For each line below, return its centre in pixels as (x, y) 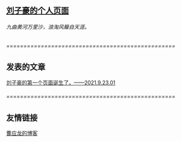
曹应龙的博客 (22, 133)
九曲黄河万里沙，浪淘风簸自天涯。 (48, 27)
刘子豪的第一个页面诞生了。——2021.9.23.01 (61, 83)
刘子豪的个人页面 (38, 11)
